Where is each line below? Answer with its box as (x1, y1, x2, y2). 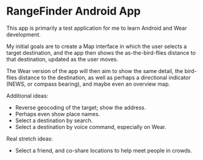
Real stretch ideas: (6, 135, 53, 142)
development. (6, 30, 41, 38)
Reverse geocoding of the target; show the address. (15, 103, 146, 111)
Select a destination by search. (15, 117, 93, 124)
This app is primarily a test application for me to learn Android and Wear (6, 24, 187, 32)
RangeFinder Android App (6, 4, 141, 18)
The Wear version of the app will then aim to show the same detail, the (6, 67, 183, 74)
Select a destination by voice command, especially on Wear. (15, 123, 166, 130)
